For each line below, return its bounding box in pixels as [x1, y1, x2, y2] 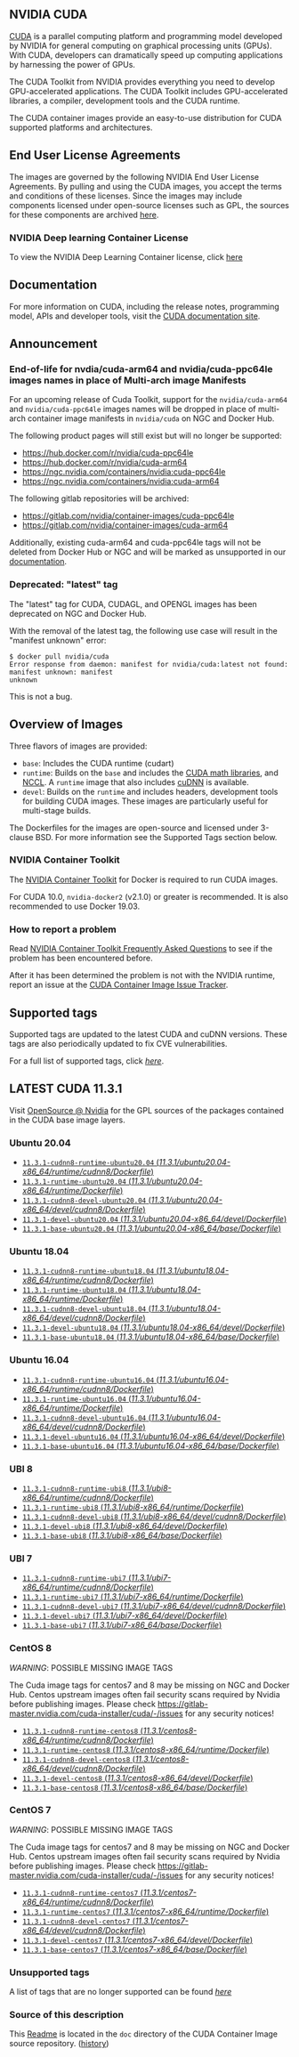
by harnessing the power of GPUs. [9, 59, 136, 69]
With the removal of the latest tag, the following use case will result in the [9, 625, 278, 636]
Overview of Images [9, 717, 124, 733]
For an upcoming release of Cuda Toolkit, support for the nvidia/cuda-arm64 [9, 394, 287, 405]
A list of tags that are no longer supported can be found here [9, 1987, 232, 1997]
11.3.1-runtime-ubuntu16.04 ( [21, 1393, 132, 1404]
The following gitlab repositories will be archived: [9, 493, 190, 504]
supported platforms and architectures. [9, 122, 153, 133]
